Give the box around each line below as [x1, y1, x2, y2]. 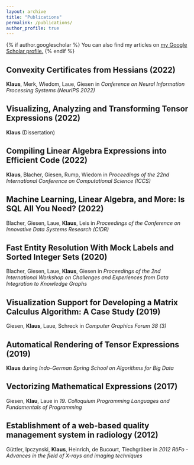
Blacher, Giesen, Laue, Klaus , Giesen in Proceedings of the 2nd [6, 267, 161, 275]
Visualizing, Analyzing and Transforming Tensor [6, 104, 189, 114]
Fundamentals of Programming [6, 403, 82, 411]
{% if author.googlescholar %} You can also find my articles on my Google [6, 41, 187, 49]
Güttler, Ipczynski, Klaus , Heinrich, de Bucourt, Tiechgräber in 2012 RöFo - [6, 445, 189, 453]
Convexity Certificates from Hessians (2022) [6, 64, 176, 75]
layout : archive [6, 8, 46, 15]
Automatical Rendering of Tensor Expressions [6, 340, 179, 350]
